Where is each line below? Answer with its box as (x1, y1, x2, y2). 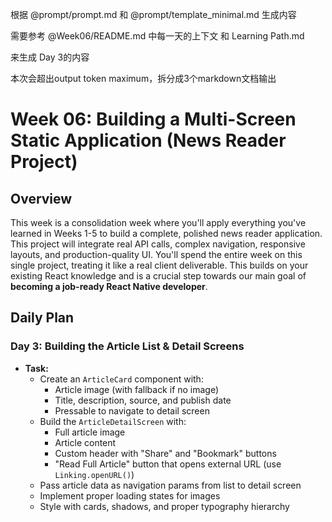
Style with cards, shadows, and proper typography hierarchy (39, 500, 290, 512)
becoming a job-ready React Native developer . (10, 281, 208, 292)
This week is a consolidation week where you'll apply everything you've (10, 217, 307, 228)
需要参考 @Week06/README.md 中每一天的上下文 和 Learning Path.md (10, 30, 305, 42)
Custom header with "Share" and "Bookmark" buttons (54, 447, 277, 459)
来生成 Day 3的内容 (10, 51, 90, 63)
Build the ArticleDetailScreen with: (39, 415, 187, 427)
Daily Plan (10, 309, 75, 327)
